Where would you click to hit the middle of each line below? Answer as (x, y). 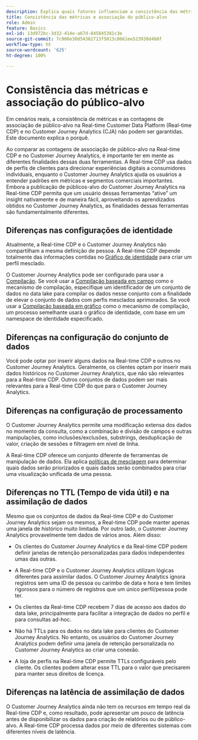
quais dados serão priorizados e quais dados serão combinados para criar (96, 468)
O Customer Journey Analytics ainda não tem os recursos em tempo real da (98, 706)
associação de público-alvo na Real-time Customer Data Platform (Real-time (99, 125)
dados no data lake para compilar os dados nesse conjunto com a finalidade (99, 294)
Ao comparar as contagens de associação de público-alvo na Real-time (93, 149)
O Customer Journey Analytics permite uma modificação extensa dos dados (99, 425)
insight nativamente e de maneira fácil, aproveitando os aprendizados (91, 199)
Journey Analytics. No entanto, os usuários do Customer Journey (94, 637)
